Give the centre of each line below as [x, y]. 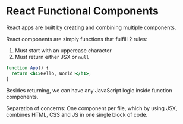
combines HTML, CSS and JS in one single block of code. [77, 114]
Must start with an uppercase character [63, 50]
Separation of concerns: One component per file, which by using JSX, [92, 108]
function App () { [28, 68]
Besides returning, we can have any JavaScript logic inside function [89, 90]
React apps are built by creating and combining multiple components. [91, 27]
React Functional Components [82, 11]
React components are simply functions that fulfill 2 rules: [77, 39]
